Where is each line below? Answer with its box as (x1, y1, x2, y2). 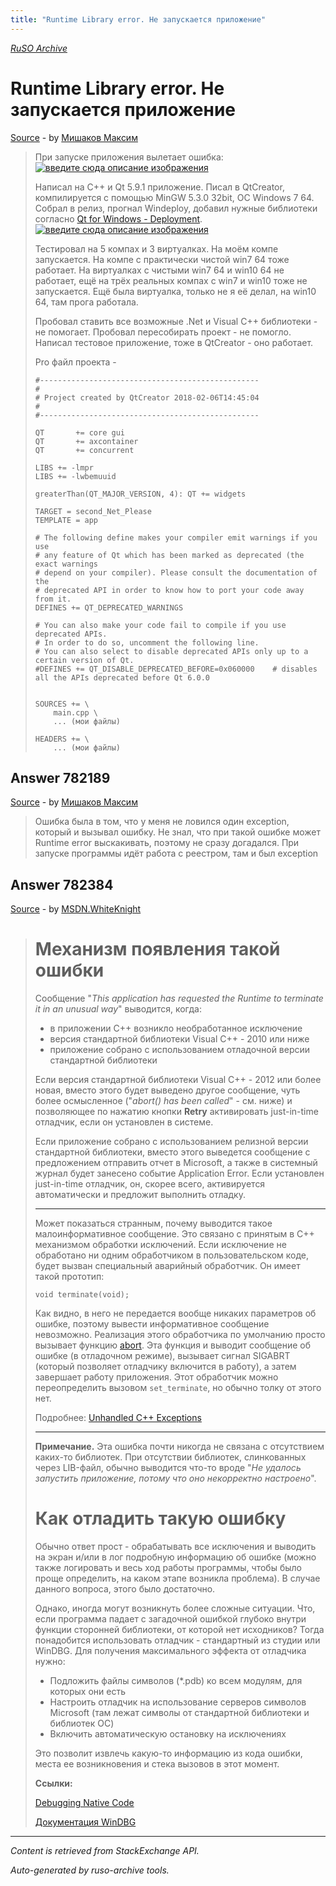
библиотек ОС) (49, 1717, 115, 1730)
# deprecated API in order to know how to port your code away (34, 585, 305, 595)
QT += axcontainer (34, 436, 139, 446)
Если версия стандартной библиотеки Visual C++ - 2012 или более (34, 1074, 322, 1086)
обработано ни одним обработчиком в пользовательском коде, (34, 1249, 310, 1261)
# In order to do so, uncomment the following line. (34, 637, 260, 648)
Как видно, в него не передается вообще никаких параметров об (34, 1307, 317, 1320)
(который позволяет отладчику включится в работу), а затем (34, 1361, 297, 1373)
